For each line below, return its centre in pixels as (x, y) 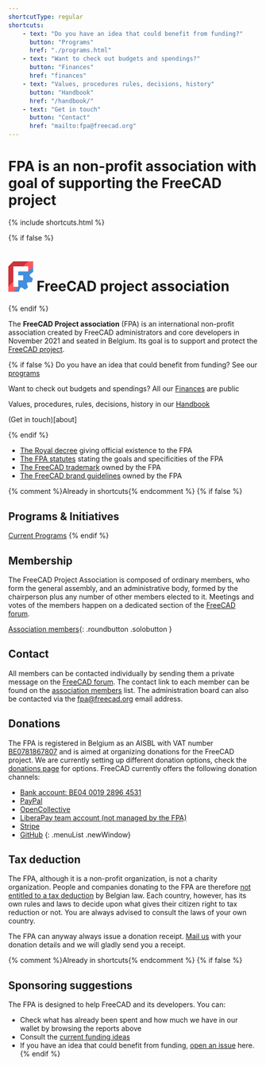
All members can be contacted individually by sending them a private (121, 673)
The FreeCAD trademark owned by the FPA (90, 468)
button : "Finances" (61, 68)
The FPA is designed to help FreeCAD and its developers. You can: (117, 1004)
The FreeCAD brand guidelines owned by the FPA (101, 476)
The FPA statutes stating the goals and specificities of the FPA (121, 459)
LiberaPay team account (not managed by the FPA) (103, 817)
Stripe (29, 826)
